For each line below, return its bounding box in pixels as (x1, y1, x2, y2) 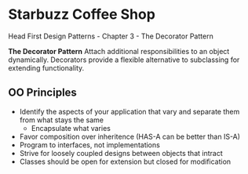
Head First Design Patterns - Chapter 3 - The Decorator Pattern (8, 31, 213, 41)
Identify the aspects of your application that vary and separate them (19, 107, 240, 116)
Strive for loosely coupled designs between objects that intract (19, 148, 223, 158)
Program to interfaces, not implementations (19, 140, 161, 150)
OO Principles (8, 86, 77, 100)
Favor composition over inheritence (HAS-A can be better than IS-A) (19, 132, 241, 141)
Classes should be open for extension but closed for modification (19, 157, 232, 166)
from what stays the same (19, 115, 104, 125)
